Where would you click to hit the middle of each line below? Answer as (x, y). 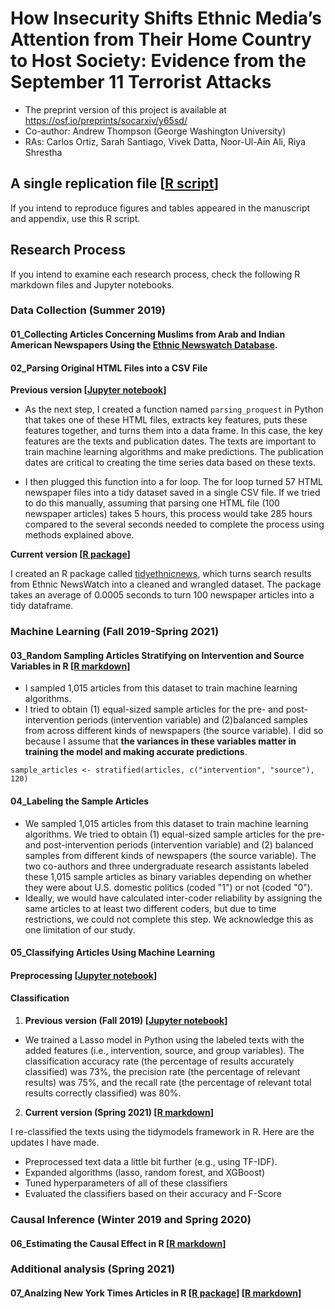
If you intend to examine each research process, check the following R (155, 274)
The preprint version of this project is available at (125, 109)
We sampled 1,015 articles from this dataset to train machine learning (166, 823)
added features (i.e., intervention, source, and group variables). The (164, 1050)
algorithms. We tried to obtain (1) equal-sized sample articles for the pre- (175, 834)
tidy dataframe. (42, 606)
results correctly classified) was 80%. (103, 1093)
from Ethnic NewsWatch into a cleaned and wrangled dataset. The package (166, 584)
